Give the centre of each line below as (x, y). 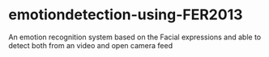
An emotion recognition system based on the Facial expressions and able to (135, 37)
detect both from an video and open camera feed (90, 45)
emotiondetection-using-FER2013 (126, 15)
